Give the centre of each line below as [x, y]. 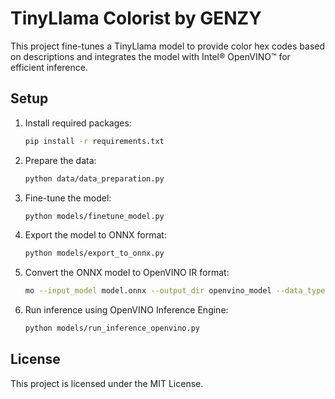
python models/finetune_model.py [94, 216]
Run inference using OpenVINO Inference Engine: [126, 310]
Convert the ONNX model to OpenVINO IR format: [127, 273]
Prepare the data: [60, 160]
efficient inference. [49, 67]
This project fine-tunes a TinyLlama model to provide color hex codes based [168, 46]
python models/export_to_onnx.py [94, 253]
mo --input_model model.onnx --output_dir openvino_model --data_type [175, 291]
